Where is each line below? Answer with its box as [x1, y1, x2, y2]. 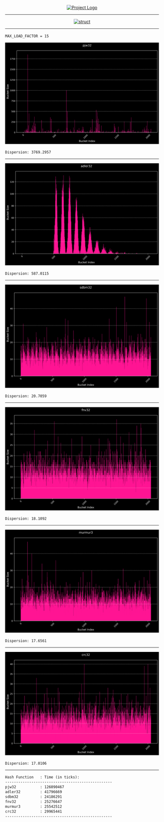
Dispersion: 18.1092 [5, 516, 47, 521]
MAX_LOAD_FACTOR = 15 [5, 34, 49, 39]
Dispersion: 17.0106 [5, 761, 47, 766]
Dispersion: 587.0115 [5, 271, 49, 276]
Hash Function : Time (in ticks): [5, 775, 80, 780]
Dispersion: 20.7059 [5, 394, 47, 399]
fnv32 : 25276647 [5, 799, 62, 804]
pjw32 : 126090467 [5, 785, 64, 790]
